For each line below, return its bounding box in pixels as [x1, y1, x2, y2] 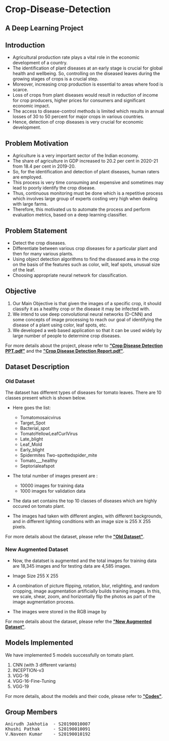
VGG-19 [12, 683, 29, 689]
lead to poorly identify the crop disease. [12, 185, 96, 191]
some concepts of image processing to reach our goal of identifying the [12, 316, 162, 322]
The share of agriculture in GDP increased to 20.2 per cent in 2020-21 [12, 158, 158, 164]
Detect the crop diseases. [12, 240, 67, 246]
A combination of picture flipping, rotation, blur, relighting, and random [12, 582, 159, 588]
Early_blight [20, 447, 44, 453]
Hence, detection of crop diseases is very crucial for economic [12, 119, 144, 125]
